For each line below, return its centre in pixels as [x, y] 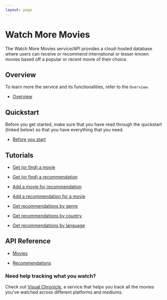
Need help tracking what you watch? [50, 276]
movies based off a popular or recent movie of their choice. [66, 59]
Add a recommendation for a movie [49, 196]
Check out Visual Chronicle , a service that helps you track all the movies [79, 287]
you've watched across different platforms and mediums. [64, 292]
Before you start [29, 139]
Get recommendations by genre [45, 206]
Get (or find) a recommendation [45, 177]
